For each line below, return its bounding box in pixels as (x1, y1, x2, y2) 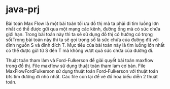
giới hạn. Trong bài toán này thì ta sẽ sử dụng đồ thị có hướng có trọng (6, 31, 153, 37)
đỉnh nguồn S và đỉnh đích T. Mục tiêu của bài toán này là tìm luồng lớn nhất (6, 42, 165, 48)
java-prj (6, 4, 40, 15)
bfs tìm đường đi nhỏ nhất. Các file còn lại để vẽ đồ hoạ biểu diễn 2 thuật (6, 73, 158, 79)
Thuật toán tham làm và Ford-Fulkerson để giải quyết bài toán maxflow (6, 57, 154, 63)
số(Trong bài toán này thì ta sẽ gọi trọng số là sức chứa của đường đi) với (6, 37, 159, 43)
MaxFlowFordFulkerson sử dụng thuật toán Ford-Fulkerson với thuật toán (6, 68, 158, 74)
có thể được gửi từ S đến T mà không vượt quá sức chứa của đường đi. (6, 47, 154, 53)
